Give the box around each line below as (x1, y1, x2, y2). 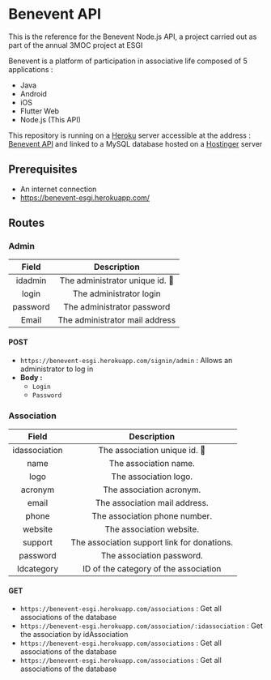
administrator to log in (19, 364, 94, 374)
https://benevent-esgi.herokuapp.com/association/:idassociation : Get (19, 621, 263, 631)
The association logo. (111, 471, 193, 482)
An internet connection (19, 184, 97, 194)
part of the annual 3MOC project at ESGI (8, 40, 143, 49)
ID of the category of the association (82, 562, 222, 574)
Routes (8, 216, 45, 230)
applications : (8, 64, 53, 74)
